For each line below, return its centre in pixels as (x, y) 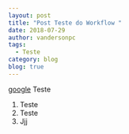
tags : (17, 45)
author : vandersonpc (42, 37)
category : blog (33, 60)
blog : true (26, 67)
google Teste (30, 89)
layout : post (30, 15)
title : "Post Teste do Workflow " (65, 23)
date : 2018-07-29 (37, 30)
